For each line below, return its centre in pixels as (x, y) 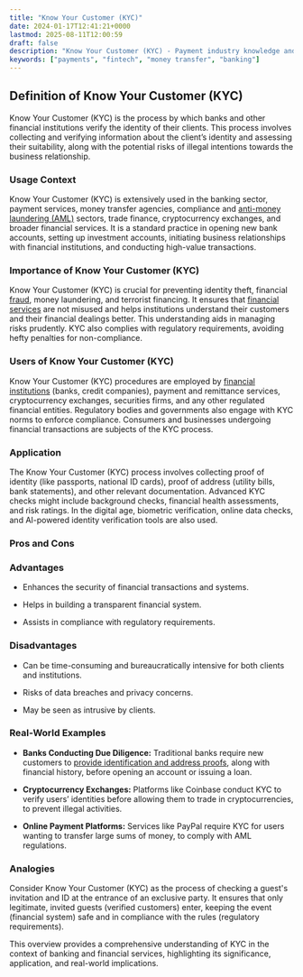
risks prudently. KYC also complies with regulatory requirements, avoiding (147, 328)
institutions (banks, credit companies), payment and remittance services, (145, 391)
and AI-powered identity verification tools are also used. (114, 520)
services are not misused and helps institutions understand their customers (150, 309)
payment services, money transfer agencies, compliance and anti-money (145, 209)
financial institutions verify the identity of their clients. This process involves (151, 127)
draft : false (34, 43)
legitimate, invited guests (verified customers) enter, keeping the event (141, 908)
